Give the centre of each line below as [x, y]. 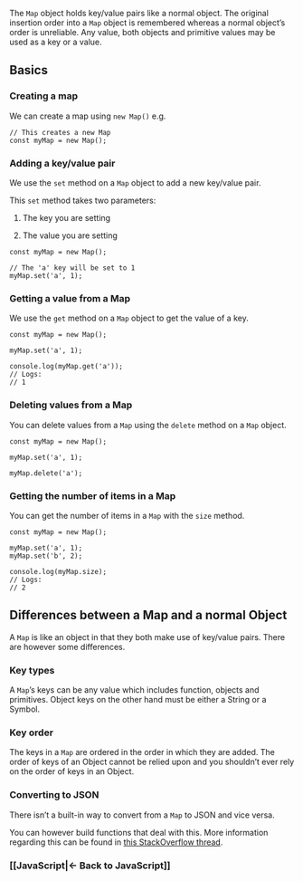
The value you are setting [70, 235]
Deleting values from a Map [71, 405]
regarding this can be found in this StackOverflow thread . [116, 842]
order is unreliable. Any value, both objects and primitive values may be [142, 32]
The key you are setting [66, 217]
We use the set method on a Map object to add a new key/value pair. [135, 182]
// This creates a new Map [60, 132]
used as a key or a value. [56, 42]
